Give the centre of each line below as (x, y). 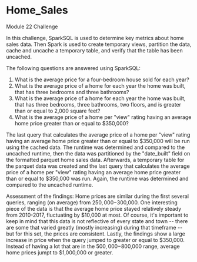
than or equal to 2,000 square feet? (58, 111)
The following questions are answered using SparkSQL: (74, 68)
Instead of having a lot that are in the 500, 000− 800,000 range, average (93, 246)
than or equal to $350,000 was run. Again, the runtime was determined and (98, 178)
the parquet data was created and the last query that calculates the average (98, 166)
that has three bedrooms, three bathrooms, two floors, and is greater (98, 104)
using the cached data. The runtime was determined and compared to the (96, 147)
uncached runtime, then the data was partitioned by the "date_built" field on (98, 153)
